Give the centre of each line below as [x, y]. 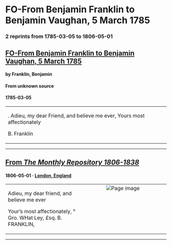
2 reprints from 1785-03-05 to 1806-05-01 [59, 36]
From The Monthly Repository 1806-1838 [72, 163]
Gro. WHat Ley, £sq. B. [35, 218]
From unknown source [30, 86]
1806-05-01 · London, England [38, 175]
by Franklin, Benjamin [29, 74]
